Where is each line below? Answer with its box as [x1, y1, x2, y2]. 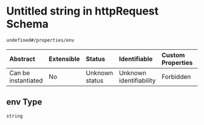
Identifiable [118, 55, 153, 63]
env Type [6, 97, 42, 107]
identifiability [118, 76, 156, 84]
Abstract [9, 55, 35, 63]
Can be [9, 69, 30, 77]
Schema [6, 17, 49, 31]
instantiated [9, 76, 43, 84]
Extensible [48, 55, 80, 63]
